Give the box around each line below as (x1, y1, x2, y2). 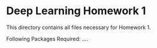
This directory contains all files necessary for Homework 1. (6, 24, 151, 31)
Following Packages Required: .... (6, 35, 89, 42)
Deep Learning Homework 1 (6, 4, 146, 18)
